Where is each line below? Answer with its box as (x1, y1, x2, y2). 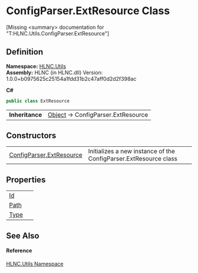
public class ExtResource (6, 98, 70, 104)
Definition (6, 47, 43, 57)
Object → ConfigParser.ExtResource (48, 110, 148, 119)
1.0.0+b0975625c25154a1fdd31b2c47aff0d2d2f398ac (6, 75, 137, 82)
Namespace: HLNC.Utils (6, 63, 67, 70)
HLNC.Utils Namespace (6, 260, 64, 267)
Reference (6, 247, 32, 254)
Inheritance (9, 110, 42, 119)
